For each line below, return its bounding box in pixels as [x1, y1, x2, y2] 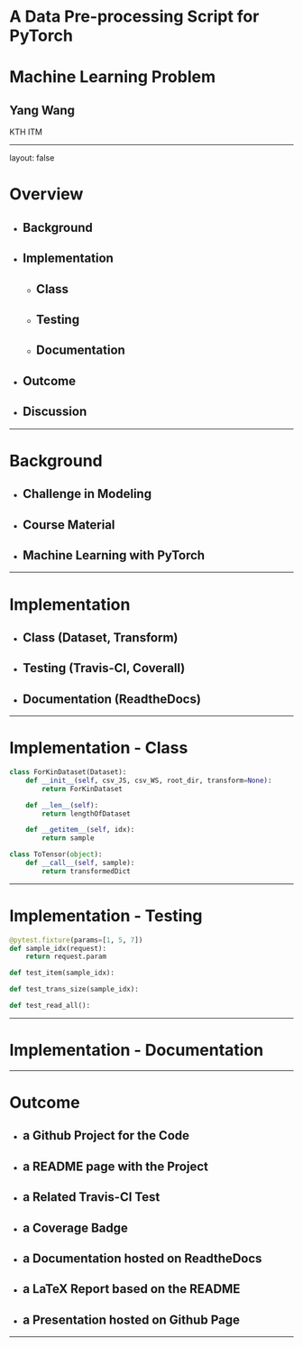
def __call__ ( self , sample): [25, 859, 135, 868]
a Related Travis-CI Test [22, 1189, 161, 1205]
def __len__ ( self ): [25, 800, 99, 809]
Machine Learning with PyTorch [22, 548, 206, 563]
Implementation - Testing [9, 905, 203, 926]
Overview [9, 184, 84, 205]
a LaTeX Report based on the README [22, 1281, 241, 1296]
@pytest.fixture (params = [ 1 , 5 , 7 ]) [9, 936, 143, 945]
